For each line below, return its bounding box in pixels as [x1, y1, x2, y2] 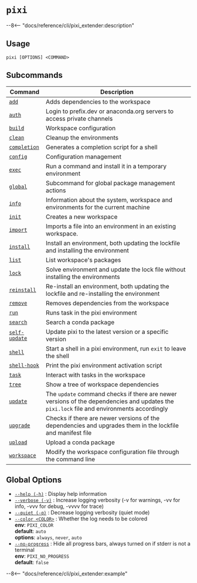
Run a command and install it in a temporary [46, 162, 167, 170]
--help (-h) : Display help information [14, 490, 107, 497]
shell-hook [9, 362, 39, 369]
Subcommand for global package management [46, 179, 175, 187]
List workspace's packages [46, 255, 121, 264]
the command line [46, 455, 96, 463]
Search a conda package [46, 318, 115, 326]
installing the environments [46, 272, 120, 281]
